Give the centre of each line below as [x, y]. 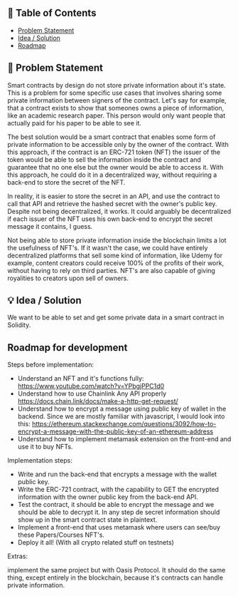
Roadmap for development [67, 348]
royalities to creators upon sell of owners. [68, 278]
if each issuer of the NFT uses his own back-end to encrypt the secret [110, 219]
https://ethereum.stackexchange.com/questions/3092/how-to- [124, 424]
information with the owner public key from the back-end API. [108, 497]
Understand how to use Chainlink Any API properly [92, 394]
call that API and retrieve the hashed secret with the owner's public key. [112, 203]
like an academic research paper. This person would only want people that [117, 115]
